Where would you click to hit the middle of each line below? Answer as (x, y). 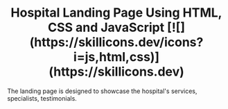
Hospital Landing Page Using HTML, (116, 13)
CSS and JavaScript (106, 27)
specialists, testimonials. (42, 98)
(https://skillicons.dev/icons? (116, 42)
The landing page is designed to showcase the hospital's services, (102, 91)
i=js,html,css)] (116, 57)
